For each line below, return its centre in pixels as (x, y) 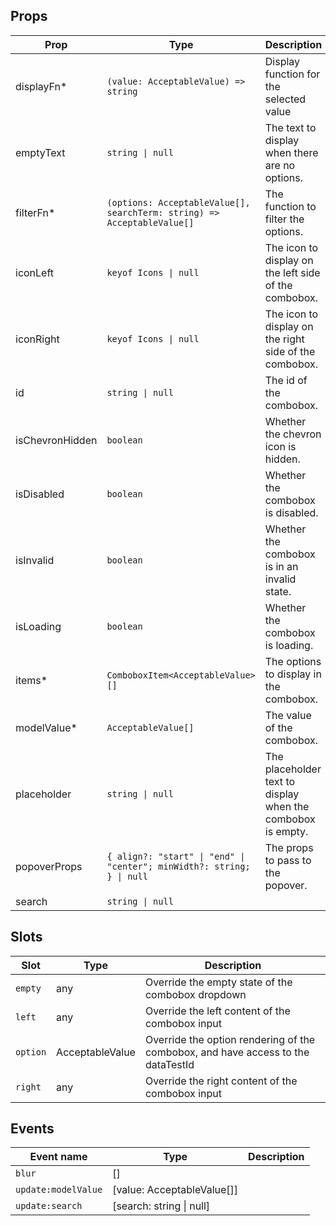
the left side (292, 272)
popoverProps (49, 866)
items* (31, 680)
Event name (58, 1157)
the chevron (293, 434)
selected (285, 99)
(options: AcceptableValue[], (178, 202)
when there (291, 152)
